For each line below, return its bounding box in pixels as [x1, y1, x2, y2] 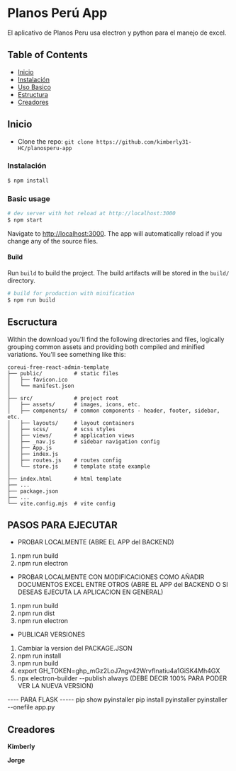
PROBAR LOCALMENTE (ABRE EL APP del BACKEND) [17, 538, 175, 547]
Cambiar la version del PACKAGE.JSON [17, 644, 133, 653]
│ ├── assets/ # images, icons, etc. [7, 401, 141, 408]
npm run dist [17, 609, 55, 617]
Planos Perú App [7, 5, 108, 21]
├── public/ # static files [7, 370, 119, 377]
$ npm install [7, 177, 50, 184]
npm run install [17, 651, 62, 660]
